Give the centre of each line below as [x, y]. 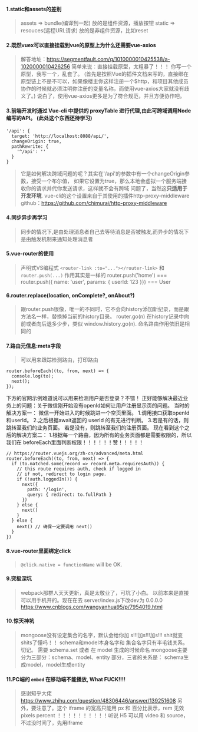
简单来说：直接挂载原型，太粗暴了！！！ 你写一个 [132, 67]
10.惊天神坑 [20, 621]
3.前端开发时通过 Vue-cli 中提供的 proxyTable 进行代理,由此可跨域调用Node [99, 111]
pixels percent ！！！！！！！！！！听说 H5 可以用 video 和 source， [104, 716]
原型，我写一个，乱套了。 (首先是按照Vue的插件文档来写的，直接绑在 [104, 74]
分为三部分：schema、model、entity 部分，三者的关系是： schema [102, 657]
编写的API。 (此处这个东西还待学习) [49, 118]
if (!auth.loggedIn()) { [47, 479]
